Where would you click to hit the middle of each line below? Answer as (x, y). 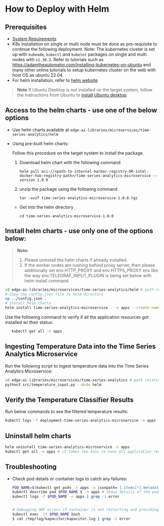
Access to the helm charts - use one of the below (81, 110)
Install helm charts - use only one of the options (79, 231)
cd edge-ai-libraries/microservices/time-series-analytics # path (74, 380)
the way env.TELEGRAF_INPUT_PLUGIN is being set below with (88, 275)
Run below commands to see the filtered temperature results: (67, 412)
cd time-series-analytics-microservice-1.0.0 (66, 216)
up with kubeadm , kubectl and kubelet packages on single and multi (79, 54)
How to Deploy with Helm (57, 9)
